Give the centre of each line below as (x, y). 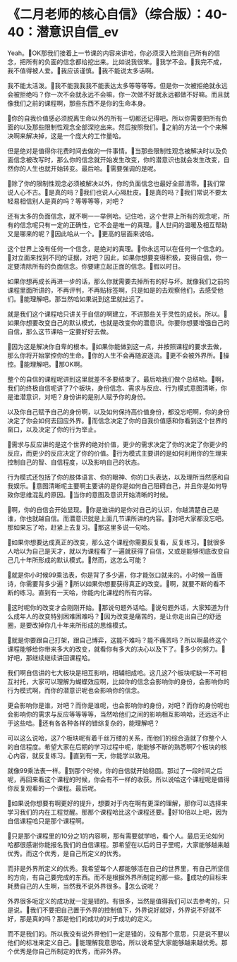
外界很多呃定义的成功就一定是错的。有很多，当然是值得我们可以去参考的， (115, 901)
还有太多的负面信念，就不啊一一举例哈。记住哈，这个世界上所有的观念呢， (115, 216)
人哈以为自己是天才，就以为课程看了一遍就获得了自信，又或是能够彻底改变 (115, 551)
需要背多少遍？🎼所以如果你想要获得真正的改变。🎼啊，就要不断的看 (123, 583)
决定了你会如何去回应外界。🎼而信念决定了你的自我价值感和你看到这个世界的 (117, 420)
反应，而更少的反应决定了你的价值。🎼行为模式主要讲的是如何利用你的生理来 (117, 453)
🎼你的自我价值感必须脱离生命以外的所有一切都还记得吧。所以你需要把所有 (115, 118)
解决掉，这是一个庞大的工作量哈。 (75, 135)
